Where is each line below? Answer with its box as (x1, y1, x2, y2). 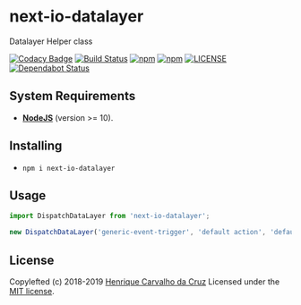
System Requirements (9, 89, 136, 104)
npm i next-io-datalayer (21, 164, 116, 173)
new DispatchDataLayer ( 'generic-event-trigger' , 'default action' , (9, 228, 267, 237)
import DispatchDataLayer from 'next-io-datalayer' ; (9, 212, 211, 221)
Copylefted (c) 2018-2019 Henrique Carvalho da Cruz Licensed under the (9, 275, 280, 287)
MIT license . (9, 285, 56, 296)
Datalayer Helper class (9, 36, 93, 47)
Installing (9, 139, 63, 154)
